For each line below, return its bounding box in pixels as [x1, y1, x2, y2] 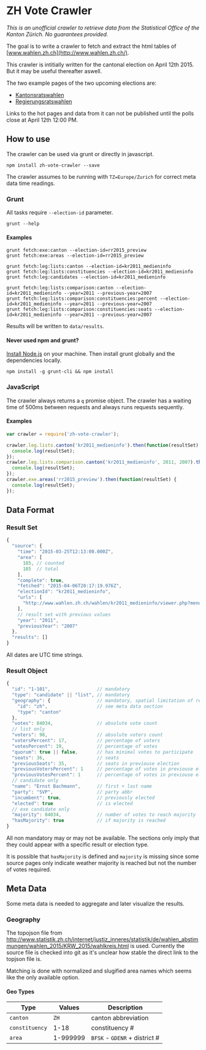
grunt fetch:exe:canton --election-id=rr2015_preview [6, 247, 147, 254]
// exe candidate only [12, 806, 70, 812]
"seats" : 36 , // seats [12, 754, 120, 761]
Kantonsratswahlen [15, 91, 64, 98]
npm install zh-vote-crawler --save [6, 162, 100, 168]
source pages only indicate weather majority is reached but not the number [6, 860, 197, 867]
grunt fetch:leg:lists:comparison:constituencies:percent [6, 296, 158, 302]
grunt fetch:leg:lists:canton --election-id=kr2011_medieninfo [6, 264, 172, 270]
